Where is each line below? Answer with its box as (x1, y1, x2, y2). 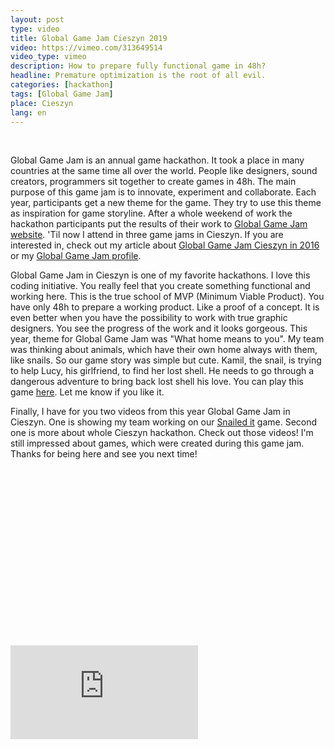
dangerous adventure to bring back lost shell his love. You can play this (10, 376, 304, 388)
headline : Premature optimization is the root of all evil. (10, 71, 267, 81)
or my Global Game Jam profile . (10, 250, 142, 262)
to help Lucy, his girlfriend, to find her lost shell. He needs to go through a (10, 365, 315, 377)
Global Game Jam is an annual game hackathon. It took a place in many (10, 154, 305, 166)
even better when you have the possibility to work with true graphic (10, 312, 288, 324)
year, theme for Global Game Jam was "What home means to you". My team (10, 333, 325, 345)
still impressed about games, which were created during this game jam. (10, 437, 305, 450)
